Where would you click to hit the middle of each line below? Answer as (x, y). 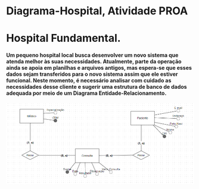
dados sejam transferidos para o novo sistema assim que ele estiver (92, 74)
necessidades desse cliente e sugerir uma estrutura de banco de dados (97, 86)
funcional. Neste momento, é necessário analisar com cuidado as (89, 80)
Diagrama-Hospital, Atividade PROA (97, 11)
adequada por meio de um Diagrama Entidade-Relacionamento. (86, 93)
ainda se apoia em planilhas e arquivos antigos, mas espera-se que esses (99, 67)
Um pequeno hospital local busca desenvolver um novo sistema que (92, 55)
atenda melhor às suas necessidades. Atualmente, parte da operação (94, 61)
